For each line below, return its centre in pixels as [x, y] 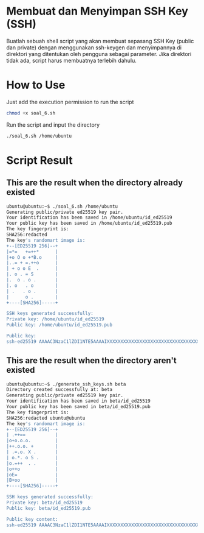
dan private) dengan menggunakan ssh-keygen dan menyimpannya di [94, 48]
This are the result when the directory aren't [92, 361]
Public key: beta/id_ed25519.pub [49, 508]
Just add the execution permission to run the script [70, 102]
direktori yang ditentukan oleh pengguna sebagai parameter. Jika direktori [99, 54]
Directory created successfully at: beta [59, 390]
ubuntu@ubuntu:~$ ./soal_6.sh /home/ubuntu [62, 206]
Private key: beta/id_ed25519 [45, 503]
